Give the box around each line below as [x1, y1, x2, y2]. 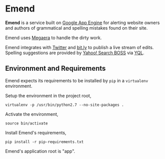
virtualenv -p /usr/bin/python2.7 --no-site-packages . [5, 102, 124, 107]
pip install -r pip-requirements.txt [5, 139, 84, 144]
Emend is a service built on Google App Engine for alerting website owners [5, 20, 160, 26]
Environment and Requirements [5, 64, 106, 73]
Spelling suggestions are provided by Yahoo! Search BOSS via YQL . [5, 50, 144, 56]
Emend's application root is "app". [5, 148, 75, 154]
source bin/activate [5, 121, 48, 126]
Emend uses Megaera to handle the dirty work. [5, 35, 102, 41]
